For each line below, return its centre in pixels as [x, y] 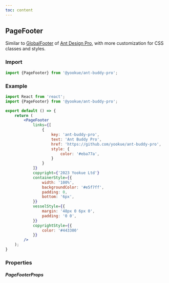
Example [16, 86]
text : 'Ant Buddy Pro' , [76, 139]
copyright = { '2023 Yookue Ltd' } [66, 173]
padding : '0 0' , [59, 216]
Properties [19, 262]
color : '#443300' [60, 230]
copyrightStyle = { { [52, 225]
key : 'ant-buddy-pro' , [75, 135]
